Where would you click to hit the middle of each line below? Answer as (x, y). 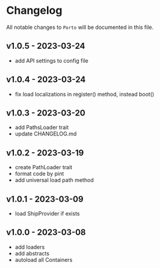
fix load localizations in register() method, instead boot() (85, 94)
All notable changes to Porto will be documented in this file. (80, 27)
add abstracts (32, 253)
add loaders (30, 247)
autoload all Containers (44, 260)
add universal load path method (54, 180)
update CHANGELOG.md (46, 134)
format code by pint (39, 174)
